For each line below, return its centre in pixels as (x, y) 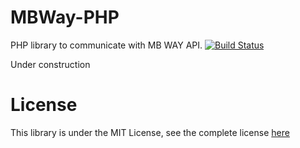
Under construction (50, 64)
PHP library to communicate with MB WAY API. (106, 45)
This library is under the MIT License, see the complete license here (150, 132)
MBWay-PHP (65, 17)
